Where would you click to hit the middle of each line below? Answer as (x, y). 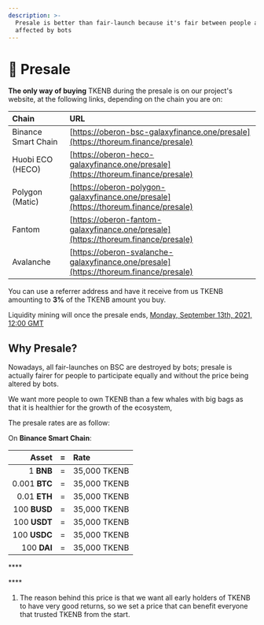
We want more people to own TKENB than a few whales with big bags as (126, 400)
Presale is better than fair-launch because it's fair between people (133, 23)
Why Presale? (43, 348)
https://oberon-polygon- (119, 188)
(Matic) (26, 202)
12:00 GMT (26, 323)
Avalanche (31, 262)
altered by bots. (33, 384)
